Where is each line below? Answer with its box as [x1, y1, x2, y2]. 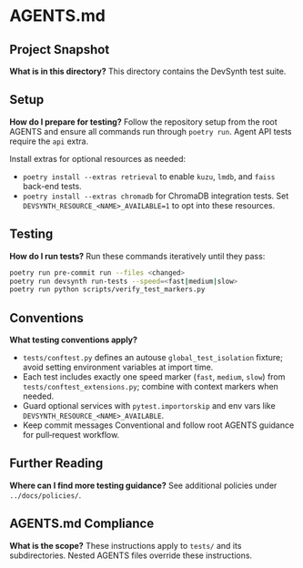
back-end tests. [22, 180, 82, 191]
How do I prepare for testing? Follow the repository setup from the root [9, 116, 278, 127]
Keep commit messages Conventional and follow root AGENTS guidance [22, 420, 295, 431]
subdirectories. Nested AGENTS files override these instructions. [9, 550, 253, 561]
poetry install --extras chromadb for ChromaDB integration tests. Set [22, 190, 289, 201]
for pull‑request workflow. [22, 430, 120, 441]
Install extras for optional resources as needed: [9, 153, 187, 164]
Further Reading [9, 456, 104, 472]
